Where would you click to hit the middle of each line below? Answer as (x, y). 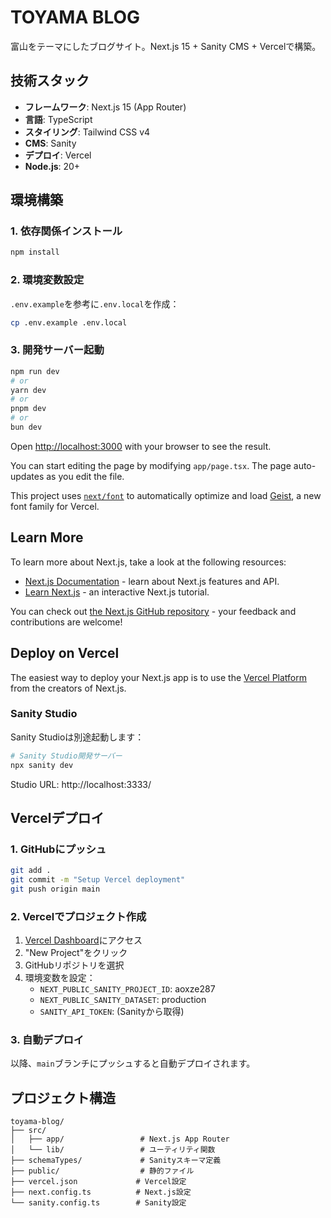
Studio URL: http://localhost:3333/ (81, 784)
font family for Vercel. (55, 506)
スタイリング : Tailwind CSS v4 (87, 132)
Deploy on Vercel (65, 653)
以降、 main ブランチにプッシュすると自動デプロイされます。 (133, 1063)
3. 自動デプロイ (47, 1040)
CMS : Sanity (50, 143)
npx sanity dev (42, 765)
